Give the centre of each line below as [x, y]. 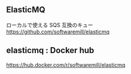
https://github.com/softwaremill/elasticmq [58, 32]
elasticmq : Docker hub [50, 50]
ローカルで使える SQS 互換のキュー [50, 25]
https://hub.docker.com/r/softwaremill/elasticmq [66, 64]
